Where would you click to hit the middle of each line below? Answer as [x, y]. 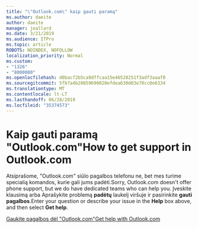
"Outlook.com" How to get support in [99, 147]
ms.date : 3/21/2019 [30, 34]
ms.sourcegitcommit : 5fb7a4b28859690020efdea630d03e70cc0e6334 [86, 84]
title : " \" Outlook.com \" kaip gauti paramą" [62, 12]
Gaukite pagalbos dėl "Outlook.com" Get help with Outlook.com [83, 219]
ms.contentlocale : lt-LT [37, 94]
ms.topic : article [29, 45]
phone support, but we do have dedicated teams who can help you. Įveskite [99, 189]
